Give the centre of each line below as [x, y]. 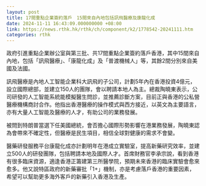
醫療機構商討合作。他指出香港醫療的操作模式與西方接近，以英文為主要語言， [103, 104]
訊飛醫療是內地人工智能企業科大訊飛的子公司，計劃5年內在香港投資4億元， [101, 82]
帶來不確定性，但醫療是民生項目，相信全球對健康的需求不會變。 [97, 133]
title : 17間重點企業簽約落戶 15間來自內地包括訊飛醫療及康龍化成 [81, 18]
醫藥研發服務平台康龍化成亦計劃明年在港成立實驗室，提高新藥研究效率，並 [100, 146]
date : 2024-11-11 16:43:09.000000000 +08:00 [64, 23]
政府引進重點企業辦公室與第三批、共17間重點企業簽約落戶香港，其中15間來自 [103, 53]
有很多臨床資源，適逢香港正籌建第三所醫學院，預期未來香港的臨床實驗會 [97, 161]
